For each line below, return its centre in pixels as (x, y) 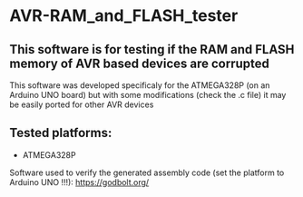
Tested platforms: (61, 133)
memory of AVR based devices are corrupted (140, 63)
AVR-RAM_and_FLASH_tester (124, 16)
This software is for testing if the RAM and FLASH (152, 49)
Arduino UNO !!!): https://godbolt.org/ (79, 182)
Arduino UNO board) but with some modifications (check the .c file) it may (148, 95)
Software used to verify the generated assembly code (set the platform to (147, 172)
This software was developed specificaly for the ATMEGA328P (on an (140, 85)
